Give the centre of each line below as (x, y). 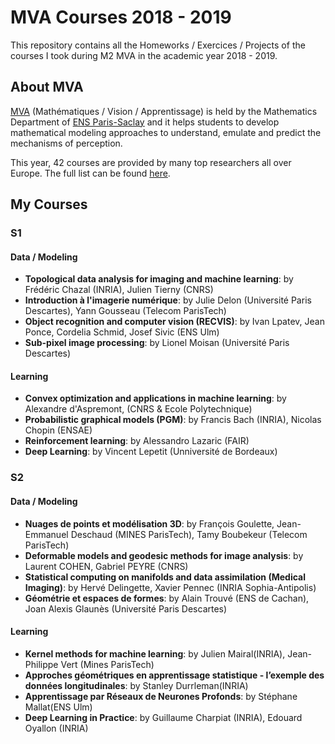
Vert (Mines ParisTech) (107, 664)
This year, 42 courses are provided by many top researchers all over (151, 162)
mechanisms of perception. (66, 143)
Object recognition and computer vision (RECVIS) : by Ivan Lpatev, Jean (174, 322)
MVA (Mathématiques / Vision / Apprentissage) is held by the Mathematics (164, 111)
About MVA (47, 87)
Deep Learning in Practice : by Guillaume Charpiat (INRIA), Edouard (163, 717)
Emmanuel (46, 534)
